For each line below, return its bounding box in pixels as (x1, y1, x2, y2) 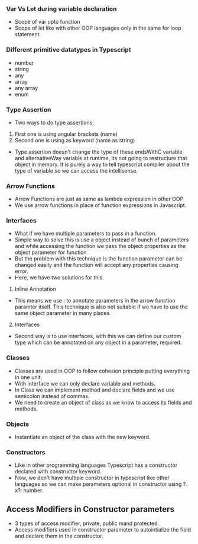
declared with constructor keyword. (14, 468, 102, 475)
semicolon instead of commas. (14, 392, 90, 399)
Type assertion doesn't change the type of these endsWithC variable (14, 148, 183, 155)
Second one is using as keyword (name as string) (14, 136, 135, 144)
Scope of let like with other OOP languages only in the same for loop (14, 24, 181, 31)
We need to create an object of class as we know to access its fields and (14, 399, 192, 406)
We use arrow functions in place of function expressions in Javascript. (14, 202, 187, 209)
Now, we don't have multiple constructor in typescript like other (14, 474, 170, 482)
